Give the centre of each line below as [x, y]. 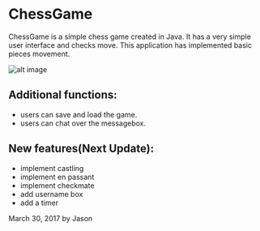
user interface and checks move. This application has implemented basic [130, 45]
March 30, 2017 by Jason [51, 218]
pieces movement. [39, 53]
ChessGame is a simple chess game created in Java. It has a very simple [130, 36]
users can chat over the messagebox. [83, 123]
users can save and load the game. [79, 114]
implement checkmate [57, 185]
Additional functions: [63, 95]
